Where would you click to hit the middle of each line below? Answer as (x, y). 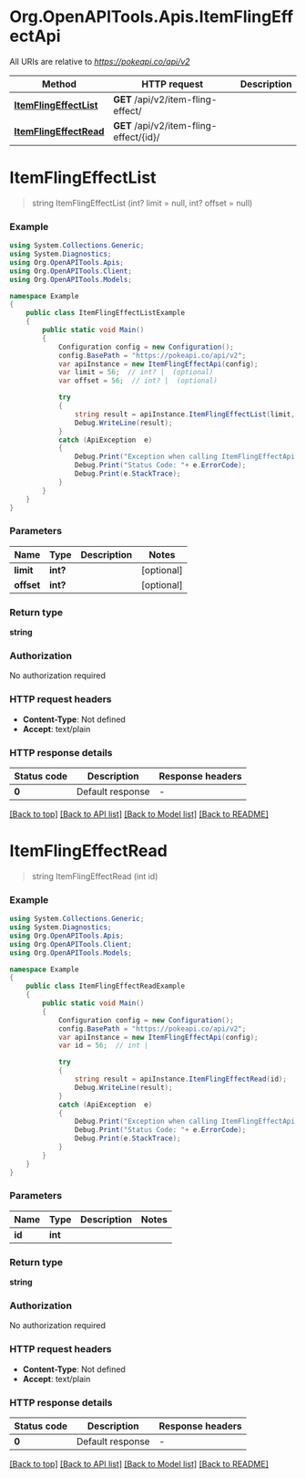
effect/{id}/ (137, 137)
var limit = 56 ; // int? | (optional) (136, 372)
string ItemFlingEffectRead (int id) (95, 876)
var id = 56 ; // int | (103, 1046)
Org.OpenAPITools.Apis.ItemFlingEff (152, 17)
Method (60, 84)
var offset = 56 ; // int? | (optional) (138, 381)
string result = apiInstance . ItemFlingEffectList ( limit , (185, 414)
